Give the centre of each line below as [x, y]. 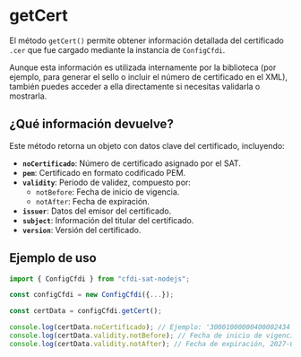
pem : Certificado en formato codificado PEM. [104, 172]
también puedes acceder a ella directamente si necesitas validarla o [135, 86]
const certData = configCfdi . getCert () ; [86, 311]
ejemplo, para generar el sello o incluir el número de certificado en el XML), [149, 76]
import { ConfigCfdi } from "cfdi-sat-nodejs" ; [100, 279]
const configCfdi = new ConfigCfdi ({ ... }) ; [92, 295]
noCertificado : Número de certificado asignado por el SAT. [132, 163]
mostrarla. [28, 96]
